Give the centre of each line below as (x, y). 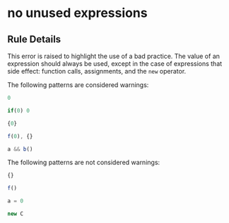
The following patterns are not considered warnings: (84, 162)
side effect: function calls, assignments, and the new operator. (97, 71)
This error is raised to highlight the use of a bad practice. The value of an (114, 56)
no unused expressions (77, 13)
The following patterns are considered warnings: (78, 85)
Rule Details (34, 39)
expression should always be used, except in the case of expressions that (115, 64)
